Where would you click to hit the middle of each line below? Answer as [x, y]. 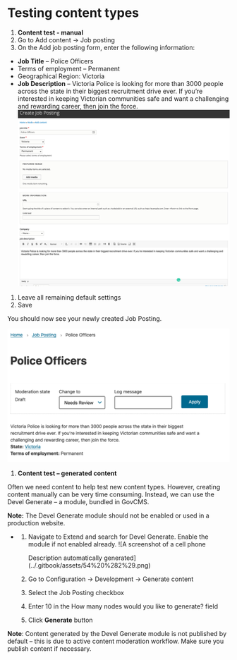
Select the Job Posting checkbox [76, 592]
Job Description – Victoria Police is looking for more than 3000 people [120, 83]
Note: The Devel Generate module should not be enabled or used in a [108, 515]
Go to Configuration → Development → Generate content [111, 579]
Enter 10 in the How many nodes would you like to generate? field [123, 606]
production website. [36, 522]
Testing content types [73, 13]
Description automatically [65, 558]
